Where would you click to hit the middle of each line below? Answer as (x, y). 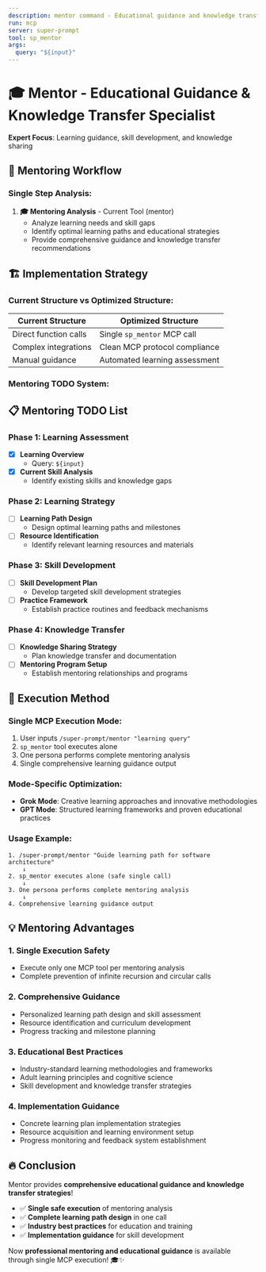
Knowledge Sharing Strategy (68, 647)
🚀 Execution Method (59, 698)
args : (17, 45)
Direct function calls (49, 334)
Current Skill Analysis (56, 471)
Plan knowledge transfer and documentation (104, 656)
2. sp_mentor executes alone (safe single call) (90, 876)
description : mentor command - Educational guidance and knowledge (122, 15)
